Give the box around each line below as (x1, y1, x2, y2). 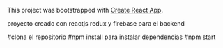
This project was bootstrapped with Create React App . (7, 6, 164, 14)
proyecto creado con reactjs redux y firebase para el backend (7, 19, 185, 27)
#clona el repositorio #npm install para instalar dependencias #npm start (7, 33, 216, 41)
